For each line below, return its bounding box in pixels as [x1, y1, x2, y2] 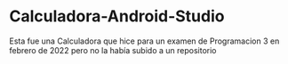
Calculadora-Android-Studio [9, 6, 225, 27]
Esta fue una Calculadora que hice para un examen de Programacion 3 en [9, 36, 280, 46]
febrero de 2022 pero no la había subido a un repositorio [9, 44, 217, 55]
